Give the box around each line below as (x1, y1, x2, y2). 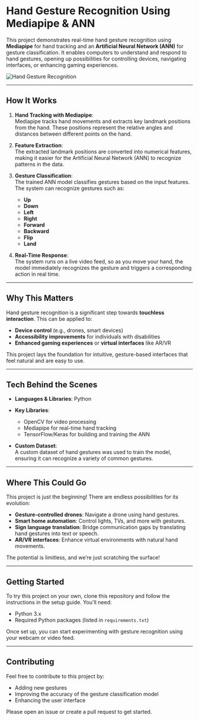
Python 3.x (14, 610, 41, 617)
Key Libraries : (14, 407, 50, 414)
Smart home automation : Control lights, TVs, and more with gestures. (14, 517, 186, 524)
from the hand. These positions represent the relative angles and (14, 124, 173, 131)
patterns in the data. (14, 160, 65, 168)
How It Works (6, 96, 57, 106)
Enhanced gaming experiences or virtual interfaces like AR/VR (14, 339, 172, 346)
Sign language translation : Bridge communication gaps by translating (14, 524, 186, 531)
